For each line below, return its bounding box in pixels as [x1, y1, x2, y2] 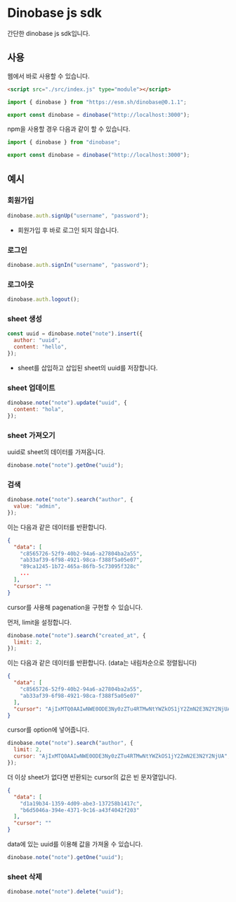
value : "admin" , [13, 503, 61, 510]
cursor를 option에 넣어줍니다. [7, 725, 90, 734]
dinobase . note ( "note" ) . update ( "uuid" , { [7, 399, 128, 406]
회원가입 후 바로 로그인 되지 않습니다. [17, 225, 119, 234]
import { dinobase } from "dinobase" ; [7, 139, 121, 146]
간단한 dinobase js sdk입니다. [7, 29, 91, 37]
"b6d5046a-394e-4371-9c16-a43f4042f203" [20, 806, 140, 814]
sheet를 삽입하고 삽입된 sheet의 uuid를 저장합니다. [17, 363, 158, 372]
